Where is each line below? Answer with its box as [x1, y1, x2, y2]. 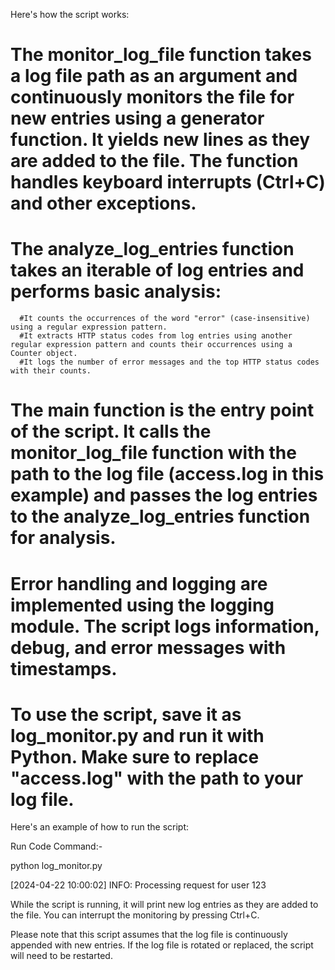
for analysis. [10, 527, 117, 549]
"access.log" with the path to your [10, 767, 304, 789]
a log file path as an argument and [10, 65, 298, 88]
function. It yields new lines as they [10, 129, 310, 151]
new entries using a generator [10, 107, 265, 130]
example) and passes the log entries [10, 484, 318, 507]
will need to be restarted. [10, 950, 113, 962]
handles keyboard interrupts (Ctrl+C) [10, 171, 326, 194]
